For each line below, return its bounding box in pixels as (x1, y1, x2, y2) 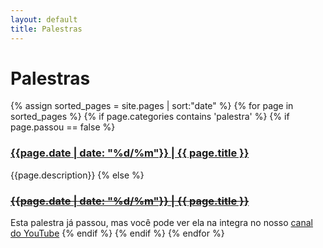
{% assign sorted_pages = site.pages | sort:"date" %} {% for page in (10, 100, 294, 112)
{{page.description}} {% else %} (10, 169, 145, 181)
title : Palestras (10, 24, 83, 34)
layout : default (10, 14, 78, 25)
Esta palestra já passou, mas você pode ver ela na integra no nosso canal (10, 217, 313, 229)
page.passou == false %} (10, 121, 116, 133)
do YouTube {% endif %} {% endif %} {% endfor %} (10, 227, 225, 240)
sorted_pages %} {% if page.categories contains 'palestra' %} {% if (10, 111, 290, 123)
